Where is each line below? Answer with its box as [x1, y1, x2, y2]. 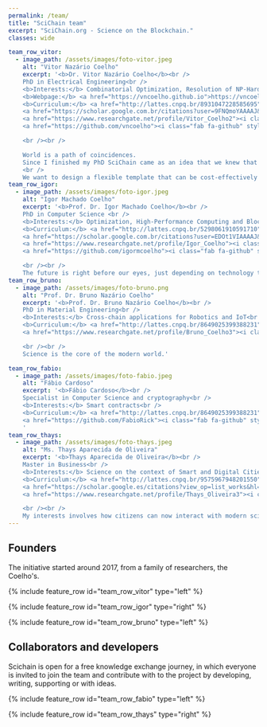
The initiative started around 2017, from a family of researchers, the [8, 562, 228, 572]
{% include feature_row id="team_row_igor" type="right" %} [8, 602, 207, 612]
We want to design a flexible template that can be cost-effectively [22, 173, 258, 182]
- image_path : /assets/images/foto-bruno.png [15, 283, 169, 291]
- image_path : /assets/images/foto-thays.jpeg [15, 439, 172, 447]
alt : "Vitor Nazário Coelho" [22, 63, 119, 72]
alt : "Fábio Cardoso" [22, 379, 94, 387]
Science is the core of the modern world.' [22, 350, 169, 358]
